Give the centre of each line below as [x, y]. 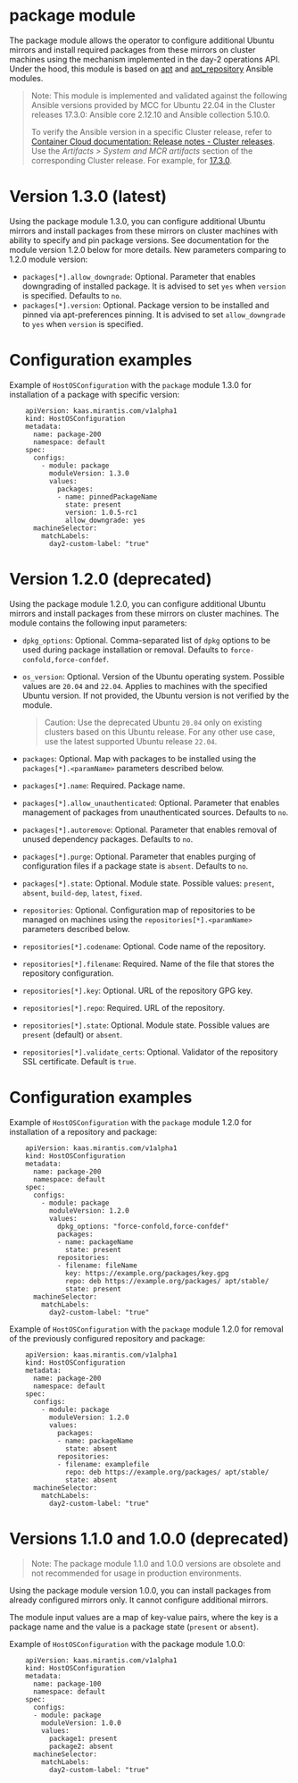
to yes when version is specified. [83, 324]
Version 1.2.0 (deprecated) [111, 579]
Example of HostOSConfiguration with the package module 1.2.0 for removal [146, 1329]
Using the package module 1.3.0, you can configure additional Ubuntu [137, 221]
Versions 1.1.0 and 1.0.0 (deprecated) [149, 1539]
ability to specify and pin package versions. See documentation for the [139, 240]
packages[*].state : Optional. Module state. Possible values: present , [148, 883]
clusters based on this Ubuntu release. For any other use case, [160, 732]
